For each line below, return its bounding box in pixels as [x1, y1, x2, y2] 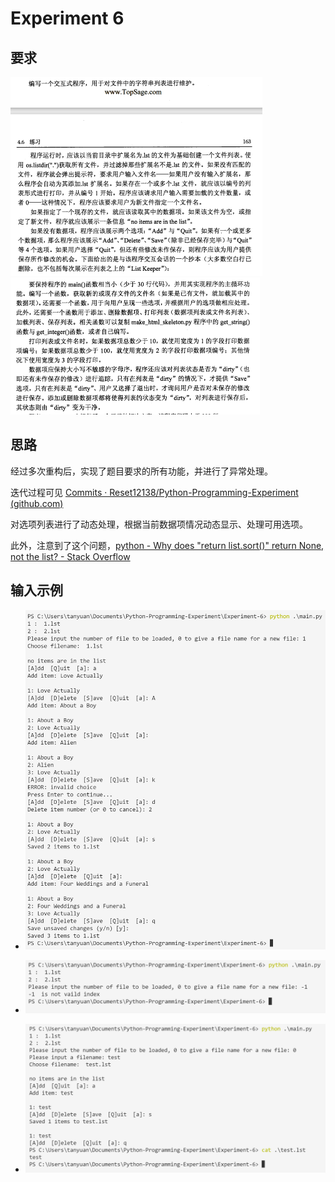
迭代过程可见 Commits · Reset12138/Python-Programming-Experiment [10, 486, 299, 498]
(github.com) [10, 497, 64, 509]
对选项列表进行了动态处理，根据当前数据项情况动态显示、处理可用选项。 [10, 518, 308, 530]
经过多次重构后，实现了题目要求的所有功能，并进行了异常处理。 [10, 465, 273, 477]
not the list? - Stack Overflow [10, 550, 131, 562]
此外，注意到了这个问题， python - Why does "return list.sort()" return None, [10, 539, 325, 551]
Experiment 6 [10, 7, 125, 30]
